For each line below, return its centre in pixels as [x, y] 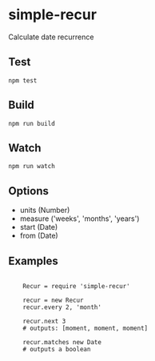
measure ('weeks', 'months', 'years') [79, 219]
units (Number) [45, 211]
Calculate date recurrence [51, 37]
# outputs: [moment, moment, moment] [85, 328]
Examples [33, 261]
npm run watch [32, 166]
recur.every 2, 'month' [62, 307]
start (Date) [39, 227]
